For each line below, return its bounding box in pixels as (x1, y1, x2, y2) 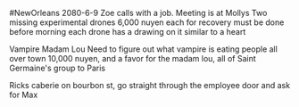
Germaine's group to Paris (9, 62, 105, 73)
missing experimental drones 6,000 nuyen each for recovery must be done (9, 17, 285, 28)
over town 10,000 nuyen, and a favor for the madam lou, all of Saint (9, 53, 256, 63)
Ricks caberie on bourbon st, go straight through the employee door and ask (9, 80, 291, 90)
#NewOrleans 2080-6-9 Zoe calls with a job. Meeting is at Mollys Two (9, 8, 268, 18)
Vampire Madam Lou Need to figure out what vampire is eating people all (9, 44, 278, 54)
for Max (9, 89, 38, 100)
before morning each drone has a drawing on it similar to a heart (9, 27, 246, 37)
